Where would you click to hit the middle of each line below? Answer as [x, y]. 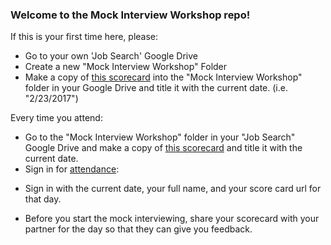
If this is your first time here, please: [84, 37]
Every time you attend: [56, 118]
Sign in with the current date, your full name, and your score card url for [173, 189]
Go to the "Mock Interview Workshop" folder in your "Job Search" [160, 137]
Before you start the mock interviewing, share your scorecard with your [172, 219]
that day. [43, 199]
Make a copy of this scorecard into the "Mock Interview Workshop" [163, 77]
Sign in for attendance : [72, 169]
